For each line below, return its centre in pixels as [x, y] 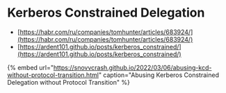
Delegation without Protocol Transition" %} [68, 82]
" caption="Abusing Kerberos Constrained [159, 75]
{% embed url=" [31, 67]
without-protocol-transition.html [53, 75]
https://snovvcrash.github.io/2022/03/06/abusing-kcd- [132, 67]
